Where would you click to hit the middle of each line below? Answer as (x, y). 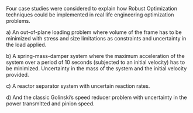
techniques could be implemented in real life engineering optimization (90, 15)
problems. (18, 21)
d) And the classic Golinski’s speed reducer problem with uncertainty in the (96, 97)
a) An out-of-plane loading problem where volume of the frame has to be (94, 32)
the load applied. (26, 44)
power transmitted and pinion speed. (50, 104)
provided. (18, 75)
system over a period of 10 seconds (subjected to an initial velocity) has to (96, 62)
